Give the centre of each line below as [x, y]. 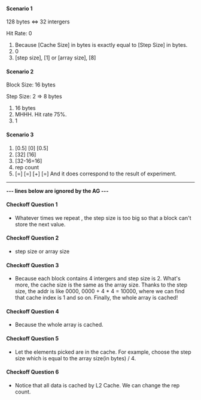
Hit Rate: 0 [19, 34]
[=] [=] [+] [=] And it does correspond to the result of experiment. [96, 174]
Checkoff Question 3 [33, 265]
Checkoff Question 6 [33, 372]
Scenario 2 [20, 71]
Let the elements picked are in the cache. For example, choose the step [103, 352]
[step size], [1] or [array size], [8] [55, 58]
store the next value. [40, 224]
